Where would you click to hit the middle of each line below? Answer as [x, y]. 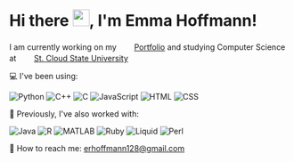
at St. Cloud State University [69, 58]
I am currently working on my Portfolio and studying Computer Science [147, 47]
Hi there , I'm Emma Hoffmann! [133, 21]
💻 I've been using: [44, 76]
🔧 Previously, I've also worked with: [74, 113]
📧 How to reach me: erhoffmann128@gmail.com [97, 148]
